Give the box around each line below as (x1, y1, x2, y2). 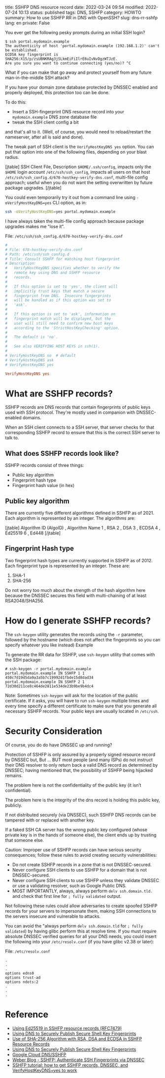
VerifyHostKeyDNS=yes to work (12, 1067, 77, 1073)
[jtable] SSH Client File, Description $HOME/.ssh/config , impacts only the (5, 164, 152, 170)
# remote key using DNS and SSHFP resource (5, 270, 100, 275)
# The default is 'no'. (5, 335, 58, 340)
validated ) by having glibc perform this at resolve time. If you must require (5, 928, 157, 934)
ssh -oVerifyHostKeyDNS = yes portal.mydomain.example (5, 209, 116, 214)
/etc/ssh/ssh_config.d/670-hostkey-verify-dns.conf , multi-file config (5, 174, 148, 180)
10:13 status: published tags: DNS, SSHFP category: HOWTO (18, 9, 141, 15)
